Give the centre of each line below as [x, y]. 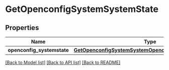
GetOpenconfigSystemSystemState [82, 9]
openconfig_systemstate [38, 50]
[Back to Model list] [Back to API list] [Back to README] [63, 62]
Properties [22, 28]
